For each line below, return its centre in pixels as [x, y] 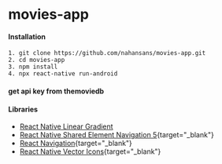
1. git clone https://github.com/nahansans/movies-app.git [107, 53]
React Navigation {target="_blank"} [76, 144]
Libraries [23, 109]
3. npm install [33, 67]
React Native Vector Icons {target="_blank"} [90, 151]
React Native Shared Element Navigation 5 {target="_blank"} [117, 135]
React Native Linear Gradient [66, 126]
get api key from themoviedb [56, 91]
